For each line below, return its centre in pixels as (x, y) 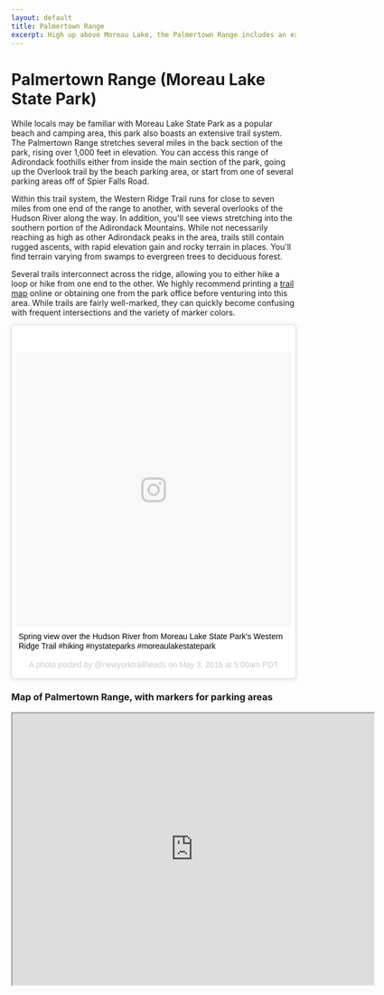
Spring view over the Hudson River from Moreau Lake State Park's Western (151, 636)
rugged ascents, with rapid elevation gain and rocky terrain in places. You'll (151, 247)
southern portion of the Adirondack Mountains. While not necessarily (140, 228)
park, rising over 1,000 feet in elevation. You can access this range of (140, 153)
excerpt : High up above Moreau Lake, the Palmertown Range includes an (149, 34)
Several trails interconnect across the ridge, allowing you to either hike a (145, 274)
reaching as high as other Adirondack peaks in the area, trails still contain (148, 237)
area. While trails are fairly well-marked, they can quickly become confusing (153, 303)
